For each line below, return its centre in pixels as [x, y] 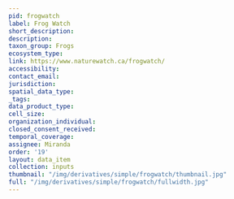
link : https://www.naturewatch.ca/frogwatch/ [87, 62]
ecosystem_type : [36, 54]
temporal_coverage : [41, 136]
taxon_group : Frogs [41, 46]
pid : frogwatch [34, 16]
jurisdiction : [32, 84]
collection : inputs [41, 167]
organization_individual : [52, 122]
